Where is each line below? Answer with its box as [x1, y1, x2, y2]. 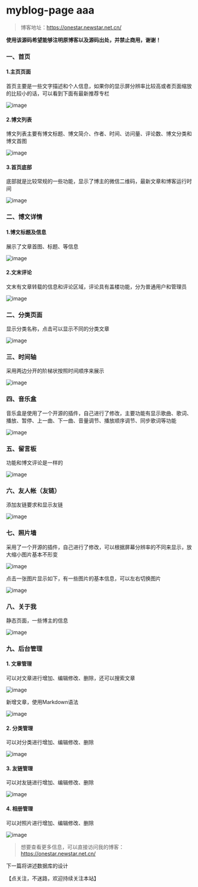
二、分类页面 [6, 310, 43, 319]
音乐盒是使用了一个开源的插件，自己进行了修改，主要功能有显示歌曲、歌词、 [6, 410, 192, 417]
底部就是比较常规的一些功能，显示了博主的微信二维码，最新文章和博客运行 [6, 178, 187, 185]
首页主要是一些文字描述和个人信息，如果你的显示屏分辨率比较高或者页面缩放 [6, 83, 192, 90]
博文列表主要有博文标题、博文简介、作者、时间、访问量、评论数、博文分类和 [6, 130, 192, 138]
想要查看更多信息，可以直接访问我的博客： [20, 843, 124, 850]
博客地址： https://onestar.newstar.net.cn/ [20, 24, 122, 31]
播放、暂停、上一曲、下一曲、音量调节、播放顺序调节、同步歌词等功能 [6, 417, 177, 424]
